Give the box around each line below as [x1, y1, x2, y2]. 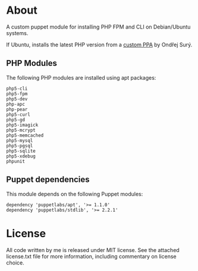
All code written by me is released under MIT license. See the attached [6, 246, 180, 253]
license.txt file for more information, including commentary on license [6, 253, 177, 260]
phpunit [6, 158, 26, 164]
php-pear [6, 106, 28, 112]
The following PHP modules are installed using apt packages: [6, 74, 156, 81]
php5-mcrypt [6, 127, 36, 133]
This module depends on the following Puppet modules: [6, 190, 143, 197]
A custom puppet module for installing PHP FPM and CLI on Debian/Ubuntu [6, 23, 191, 30]
